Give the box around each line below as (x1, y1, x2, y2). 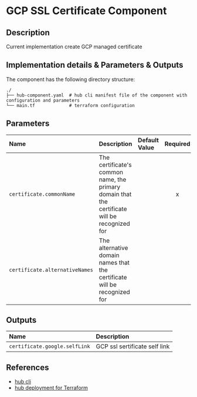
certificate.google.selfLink (9, 343, 90, 350)
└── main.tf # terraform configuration (6, 102, 135, 108)
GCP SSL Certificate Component (6, 4, 167, 18)
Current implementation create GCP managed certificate (6, 43, 142, 50)
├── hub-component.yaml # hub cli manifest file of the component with (6, 92, 188, 98)
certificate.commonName (9, 191, 76, 198)
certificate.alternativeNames (9, 266, 94, 273)
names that (98, 258, 130, 266)
